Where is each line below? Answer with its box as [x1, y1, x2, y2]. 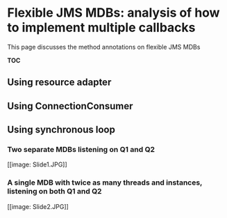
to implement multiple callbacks [7, 20, 196, 36]
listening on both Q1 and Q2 [7, 187, 102, 196]
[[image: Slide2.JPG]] [7, 202, 69, 210]
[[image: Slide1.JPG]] [7, 160, 67, 169]
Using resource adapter [7, 77, 112, 88]
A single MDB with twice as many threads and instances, [7, 178, 203, 187]
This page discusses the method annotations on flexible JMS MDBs [7, 42, 201, 51]
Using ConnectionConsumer [7, 100, 133, 112]
